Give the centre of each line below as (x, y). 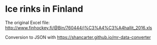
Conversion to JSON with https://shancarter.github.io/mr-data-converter (78, 37)
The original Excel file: (27, 22)
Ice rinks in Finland (44, 9)
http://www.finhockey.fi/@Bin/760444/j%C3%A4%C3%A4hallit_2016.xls (79, 27)
